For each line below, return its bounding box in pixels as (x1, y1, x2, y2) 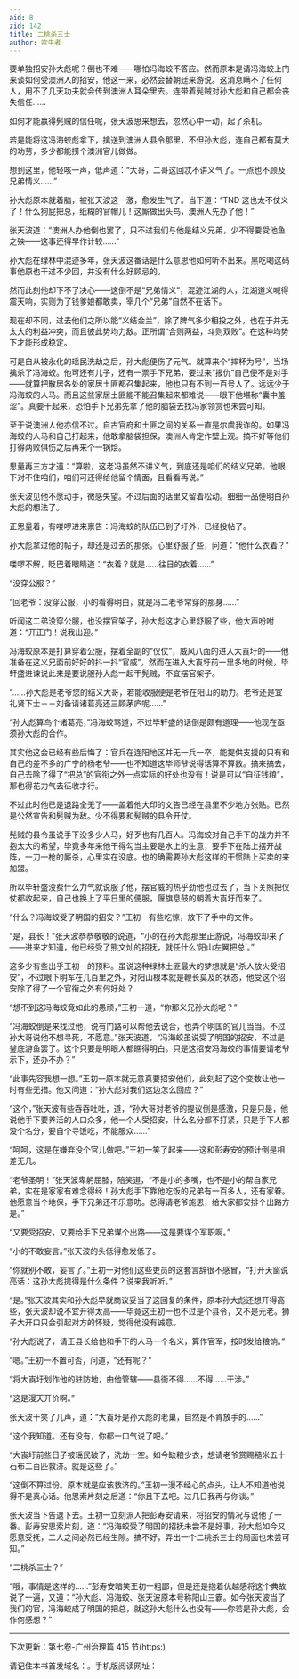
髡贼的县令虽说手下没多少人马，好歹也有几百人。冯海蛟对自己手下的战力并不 (9, 829, 290, 840)
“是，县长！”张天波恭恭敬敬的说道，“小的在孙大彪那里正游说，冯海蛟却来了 (9, 931, 285, 941)
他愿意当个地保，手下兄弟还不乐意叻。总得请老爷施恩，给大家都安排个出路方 (9, 1197, 290, 1208)
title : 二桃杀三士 (9, 29, 71, 38)
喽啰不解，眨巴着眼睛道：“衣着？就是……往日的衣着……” (9, 558, 214, 570)
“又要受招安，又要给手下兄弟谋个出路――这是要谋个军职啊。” (9, 1227, 231, 1238)
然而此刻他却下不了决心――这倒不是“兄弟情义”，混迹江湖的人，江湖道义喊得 (9, 285, 289, 296)
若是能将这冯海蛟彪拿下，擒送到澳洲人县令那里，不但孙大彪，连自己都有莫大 (9, 134, 290, 145)
